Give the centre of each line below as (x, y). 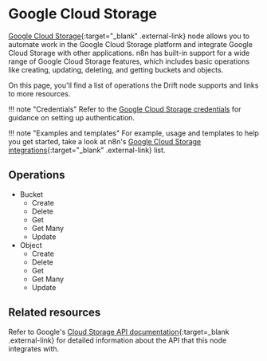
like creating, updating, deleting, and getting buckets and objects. (116, 69)
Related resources (55, 313)
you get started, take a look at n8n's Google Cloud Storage (105, 141)
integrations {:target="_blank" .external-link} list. (87, 150)
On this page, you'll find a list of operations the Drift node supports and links (133, 85)
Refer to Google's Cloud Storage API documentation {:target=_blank (119, 332)
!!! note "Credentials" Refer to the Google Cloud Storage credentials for (125, 109)
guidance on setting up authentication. (72, 117)
